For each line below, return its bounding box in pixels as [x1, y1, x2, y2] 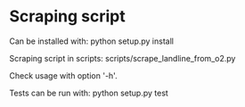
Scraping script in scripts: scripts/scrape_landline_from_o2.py [9, 53, 236, 63]
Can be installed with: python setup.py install [9, 36, 174, 46]
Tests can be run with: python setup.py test [9, 87, 169, 98]
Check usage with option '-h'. [9, 70, 118, 81]
